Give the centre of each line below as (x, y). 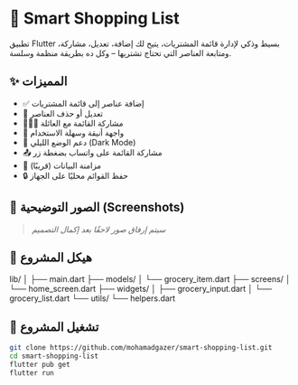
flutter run (32, 373)
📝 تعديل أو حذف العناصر (63, 113)
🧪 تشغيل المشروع (54, 327)
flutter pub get (40, 364)
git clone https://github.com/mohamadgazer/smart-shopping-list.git (141, 348)
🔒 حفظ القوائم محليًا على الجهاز (75, 175)
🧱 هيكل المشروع (51, 257)
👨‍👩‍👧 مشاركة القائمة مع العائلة (73, 123)
